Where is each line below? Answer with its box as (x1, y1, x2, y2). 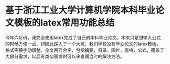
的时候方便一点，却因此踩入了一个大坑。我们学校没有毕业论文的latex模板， (5, 40, 161, 46)
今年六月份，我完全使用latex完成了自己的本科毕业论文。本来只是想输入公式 (5, 34, 161, 40)
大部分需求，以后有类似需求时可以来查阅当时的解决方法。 (5, 53, 125, 59)
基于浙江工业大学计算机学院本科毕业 (5, 4, 156, 16)
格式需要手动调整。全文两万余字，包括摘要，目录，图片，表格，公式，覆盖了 (5, 47, 164, 53)
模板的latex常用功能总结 (14, 17, 115, 28)
